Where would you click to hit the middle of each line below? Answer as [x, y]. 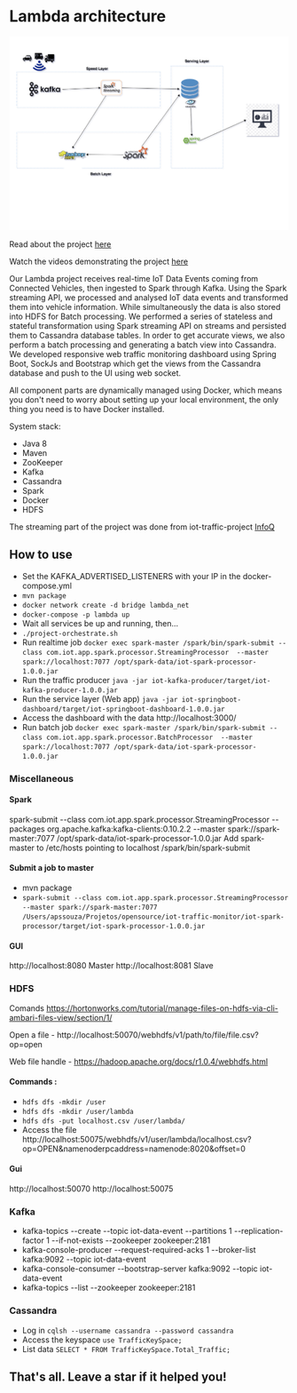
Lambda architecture [88, 16]
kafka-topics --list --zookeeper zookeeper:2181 [109, 1288]
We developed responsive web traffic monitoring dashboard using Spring [143, 354]
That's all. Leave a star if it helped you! [118, 1377]
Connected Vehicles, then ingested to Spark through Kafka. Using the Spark [148, 288]
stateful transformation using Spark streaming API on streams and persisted [148, 325]
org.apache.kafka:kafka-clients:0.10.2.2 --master [137, 829]
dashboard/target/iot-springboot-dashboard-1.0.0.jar [123, 709]
